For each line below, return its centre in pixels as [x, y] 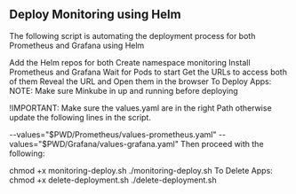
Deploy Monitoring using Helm [95, 15]
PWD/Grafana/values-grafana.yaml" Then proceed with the [155, 144]
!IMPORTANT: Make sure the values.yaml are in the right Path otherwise [141, 108]
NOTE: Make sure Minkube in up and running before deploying [124, 90]
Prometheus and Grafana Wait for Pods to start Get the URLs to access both [148, 72]
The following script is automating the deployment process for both [132, 35]
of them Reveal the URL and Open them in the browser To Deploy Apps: [140, 81]
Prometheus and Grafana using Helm [77, 45]
